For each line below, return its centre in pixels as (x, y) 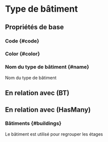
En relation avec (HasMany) (48, 110)
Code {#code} (22, 41)
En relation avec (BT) (37, 93)
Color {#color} (22, 54)
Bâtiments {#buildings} (33, 123)
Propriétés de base (34, 27)
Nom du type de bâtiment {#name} (47, 67)
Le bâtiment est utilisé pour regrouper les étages (54, 134)
